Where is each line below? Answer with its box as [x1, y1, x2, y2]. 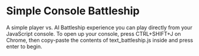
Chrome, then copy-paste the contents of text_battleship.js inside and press [6, 36, 193, 43]
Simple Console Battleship [6, 4, 140, 18]
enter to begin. [6, 43, 43, 50]
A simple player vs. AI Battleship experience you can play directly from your [6, 24, 192, 31]
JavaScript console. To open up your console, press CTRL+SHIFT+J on [6, 30, 181, 37]
